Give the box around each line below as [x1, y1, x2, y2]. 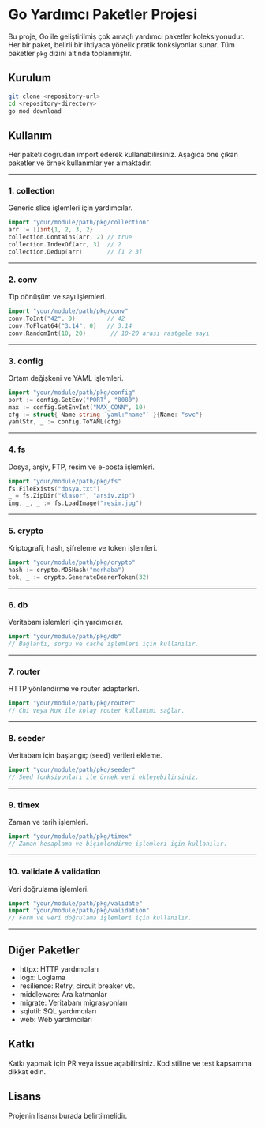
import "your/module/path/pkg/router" [8, 699, 136, 708]
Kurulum [8, 71, 52, 85]
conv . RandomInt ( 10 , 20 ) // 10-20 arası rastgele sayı [8, 329, 211, 337]
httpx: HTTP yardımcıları [19, 964, 99, 973]
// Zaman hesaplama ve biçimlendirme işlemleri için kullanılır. [8, 840, 227, 848]
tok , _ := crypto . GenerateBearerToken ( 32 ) [8, 573, 150, 581]
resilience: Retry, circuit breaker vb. [19, 981, 136, 991]
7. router [8, 666, 41, 677]
